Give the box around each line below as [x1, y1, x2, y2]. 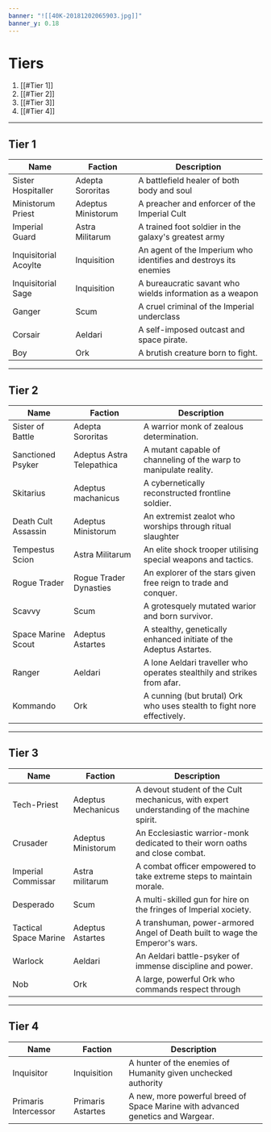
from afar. [143, 677, 181, 688]
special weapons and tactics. [143, 554, 254, 566]
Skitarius [12, 487, 46, 499]
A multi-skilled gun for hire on [135, 893, 250, 904]
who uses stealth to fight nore [143, 700, 256, 712]
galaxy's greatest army [138, 232, 225, 243]
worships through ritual [143, 521, 231, 533]
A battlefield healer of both [138, 175, 240, 186]
